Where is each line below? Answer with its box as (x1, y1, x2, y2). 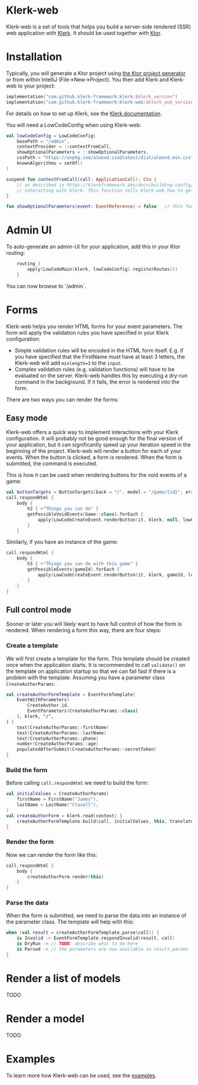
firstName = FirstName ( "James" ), (16, 796, 99, 802)
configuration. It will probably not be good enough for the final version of (6, 435, 183, 442)
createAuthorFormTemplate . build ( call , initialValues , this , (16, 818, 167, 824)
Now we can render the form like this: (6, 851, 97, 858)
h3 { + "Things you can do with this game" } (27, 561, 138, 567)
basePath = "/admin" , (16, 138, 70, 144)
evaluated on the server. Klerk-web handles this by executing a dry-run (14, 372, 187, 379)
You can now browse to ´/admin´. (6, 282, 87, 290)
